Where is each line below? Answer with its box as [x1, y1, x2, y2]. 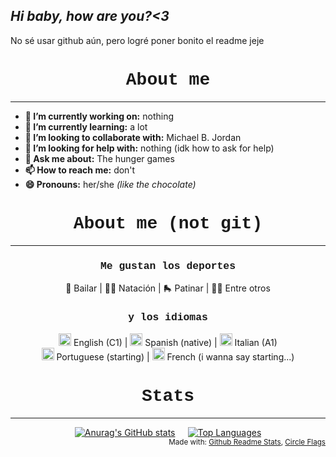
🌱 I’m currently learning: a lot [24, 120, 148, 133]
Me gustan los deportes [100, 259, 236, 273]
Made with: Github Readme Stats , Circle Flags [168, 437, 326, 448]
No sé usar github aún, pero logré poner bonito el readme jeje [10, 34, 265, 46]
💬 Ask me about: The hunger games [24, 152, 175, 164]
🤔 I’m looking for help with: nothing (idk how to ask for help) [24, 142, 275, 154]
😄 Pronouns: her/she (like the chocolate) [24, 178, 197, 190]
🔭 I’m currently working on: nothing [24, 110, 174, 122]
